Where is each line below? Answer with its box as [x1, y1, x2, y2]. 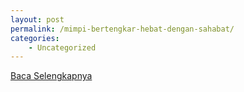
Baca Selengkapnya [10, 70, 93, 82]
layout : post [10, 14, 65, 25]
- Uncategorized [28, 42, 97, 53]
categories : [10, 33, 60, 43]
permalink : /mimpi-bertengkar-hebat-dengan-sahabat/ [10, 24, 235, 34]
